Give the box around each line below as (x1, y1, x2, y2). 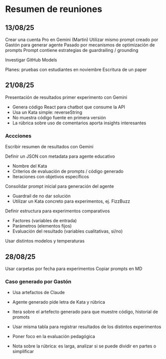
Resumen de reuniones (5, 3, 102, 15)
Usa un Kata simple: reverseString (12, 109, 83, 115)
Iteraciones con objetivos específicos (12, 174, 89, 180)
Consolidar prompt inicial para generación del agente (5, 183, 114, 189)
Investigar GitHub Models (5, 57, 57, 63)
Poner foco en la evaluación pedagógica (12, 334, 95, 340)
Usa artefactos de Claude (12, 290, 65, 296)
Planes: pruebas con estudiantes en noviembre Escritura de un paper (5, 66, 147, 72)
